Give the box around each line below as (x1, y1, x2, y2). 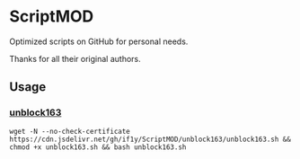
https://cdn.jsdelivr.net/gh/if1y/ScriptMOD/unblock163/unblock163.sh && (9, 135, 292, 144)
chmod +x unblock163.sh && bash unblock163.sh (9, 142, 187, 152)
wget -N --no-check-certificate (9, 127, 130, 136)
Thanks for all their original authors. (9, 53, 141, 64)
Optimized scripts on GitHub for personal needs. (9, 36, 189, 47)
